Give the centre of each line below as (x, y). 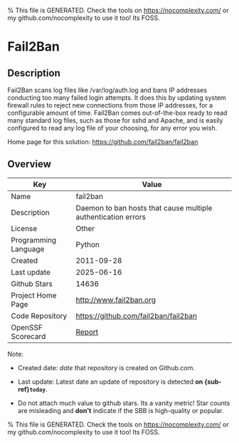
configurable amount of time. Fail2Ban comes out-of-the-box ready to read (117, 113)
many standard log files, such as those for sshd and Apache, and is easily (115, 120)
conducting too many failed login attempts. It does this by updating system (117, 98)
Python (87, 244)
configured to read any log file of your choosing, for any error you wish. (112, 128)
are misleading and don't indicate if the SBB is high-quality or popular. (121, 410)
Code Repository (39, 315)
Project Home (34, 295)
